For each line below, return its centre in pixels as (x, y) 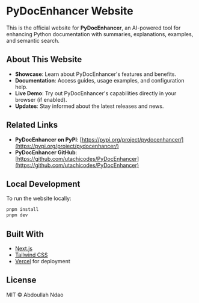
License (21, 280)
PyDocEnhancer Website (70, 11)
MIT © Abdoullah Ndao (35, 295)
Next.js (24, 248)
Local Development (43, 184)
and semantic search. (33, 40)
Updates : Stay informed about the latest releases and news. (89, 106)
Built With (25, 234)
